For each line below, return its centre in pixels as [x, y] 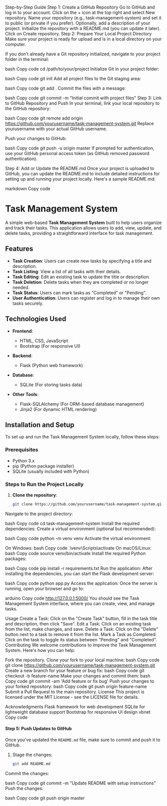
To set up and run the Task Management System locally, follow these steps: [83, 437]
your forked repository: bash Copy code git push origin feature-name [76, 686]
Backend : [22, 356]
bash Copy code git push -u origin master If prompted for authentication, [80, 148]
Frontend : [23, 331]
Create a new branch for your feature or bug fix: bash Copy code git [75, 670]
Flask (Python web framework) [51, 365]
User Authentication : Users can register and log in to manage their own [86, 298]
